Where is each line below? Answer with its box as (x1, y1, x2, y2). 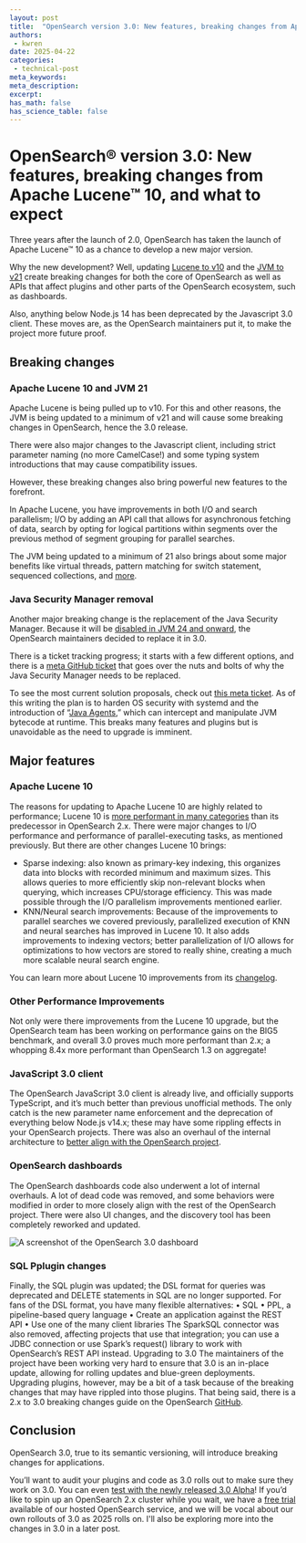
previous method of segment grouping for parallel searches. (9, 533, 235, 544)
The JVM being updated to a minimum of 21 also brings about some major (9, 550, 287, 561)
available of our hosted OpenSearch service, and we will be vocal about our (9, 1503, 294, 1515)
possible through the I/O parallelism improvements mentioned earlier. (22, 896, 282, 907)
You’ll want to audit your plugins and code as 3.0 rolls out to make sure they (9, 1475, 294, 1486)
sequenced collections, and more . (9, 569, 138, 580)
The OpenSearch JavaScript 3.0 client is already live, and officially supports (9, 1088, 294, 1100)
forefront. (9, 485, 46, 497)
